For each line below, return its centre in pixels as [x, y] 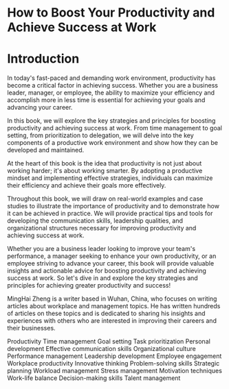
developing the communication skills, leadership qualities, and [95, 221]
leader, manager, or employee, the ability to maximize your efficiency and [111, 93]
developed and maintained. [46, 150]
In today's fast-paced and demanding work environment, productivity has [111, 78]
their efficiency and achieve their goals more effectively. [87, 186]
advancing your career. [40, 108]
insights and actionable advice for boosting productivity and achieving [107, 271]
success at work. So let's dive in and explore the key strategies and [102, 278]
